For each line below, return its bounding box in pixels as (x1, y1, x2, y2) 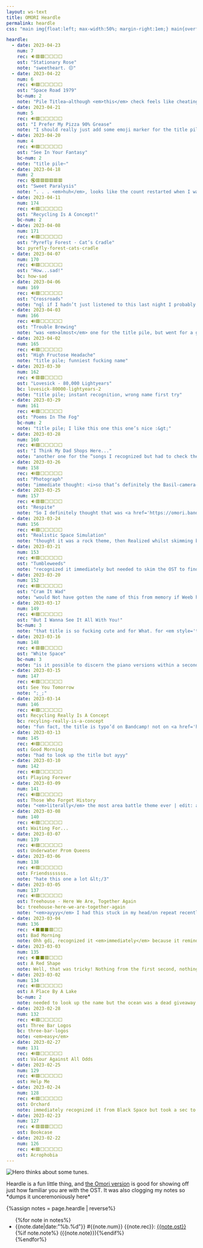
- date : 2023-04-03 (11, 307, 61, 313)
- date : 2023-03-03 (11, 943, 61, 950)
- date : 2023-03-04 (11, 915, 61, 921)
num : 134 (17, 977, 39, 983)
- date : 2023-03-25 (11, 487, 61, 494)
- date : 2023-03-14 (11, 695, 61, 702)
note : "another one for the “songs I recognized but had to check (17, 454, 188, 460)
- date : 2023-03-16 (11, 634, 61, 640)
